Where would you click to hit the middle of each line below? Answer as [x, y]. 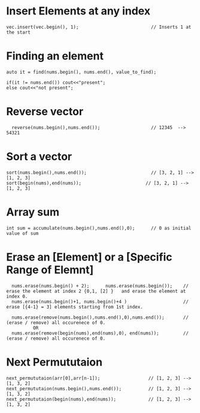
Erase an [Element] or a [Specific [89, 257]
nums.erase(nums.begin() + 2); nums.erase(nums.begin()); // [100, 286]
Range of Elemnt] [50, 270]
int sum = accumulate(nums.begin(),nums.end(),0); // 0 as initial [99, 228]
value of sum [22, 233]
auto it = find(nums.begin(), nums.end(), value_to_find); [81, 72]
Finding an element [55, 56]
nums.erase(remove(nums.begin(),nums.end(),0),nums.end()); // [100, 317]
